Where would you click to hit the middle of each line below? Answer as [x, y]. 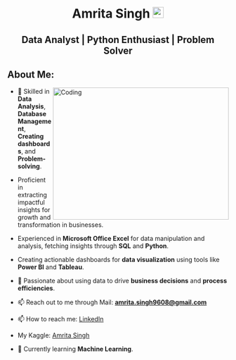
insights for [34, 210]
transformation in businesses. [60, 225]
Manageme [34, 121]
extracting [32, 195]
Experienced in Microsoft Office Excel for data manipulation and [111, 239]
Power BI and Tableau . [51, 267]
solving [28, 166]
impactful [31, 202]
